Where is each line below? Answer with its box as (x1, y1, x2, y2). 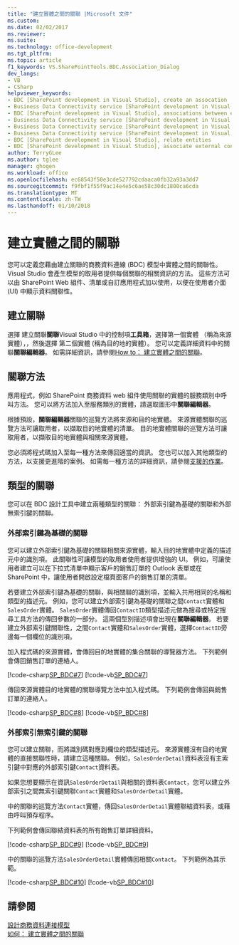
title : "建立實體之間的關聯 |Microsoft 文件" (7, 10, 133, 18)
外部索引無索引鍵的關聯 (7, 727, 87, 737)
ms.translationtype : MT (7, 189, 78, 197)
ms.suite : (7, 37, 37, 44)
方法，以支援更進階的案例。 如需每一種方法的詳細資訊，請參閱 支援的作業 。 (7, 456, 228, 465)
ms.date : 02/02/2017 (7, 24, 69, 31)
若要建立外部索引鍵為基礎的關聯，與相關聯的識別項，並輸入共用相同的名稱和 (7, 588, 232, 596)
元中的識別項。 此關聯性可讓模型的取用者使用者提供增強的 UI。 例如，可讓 (7, 555, 225, 563)
